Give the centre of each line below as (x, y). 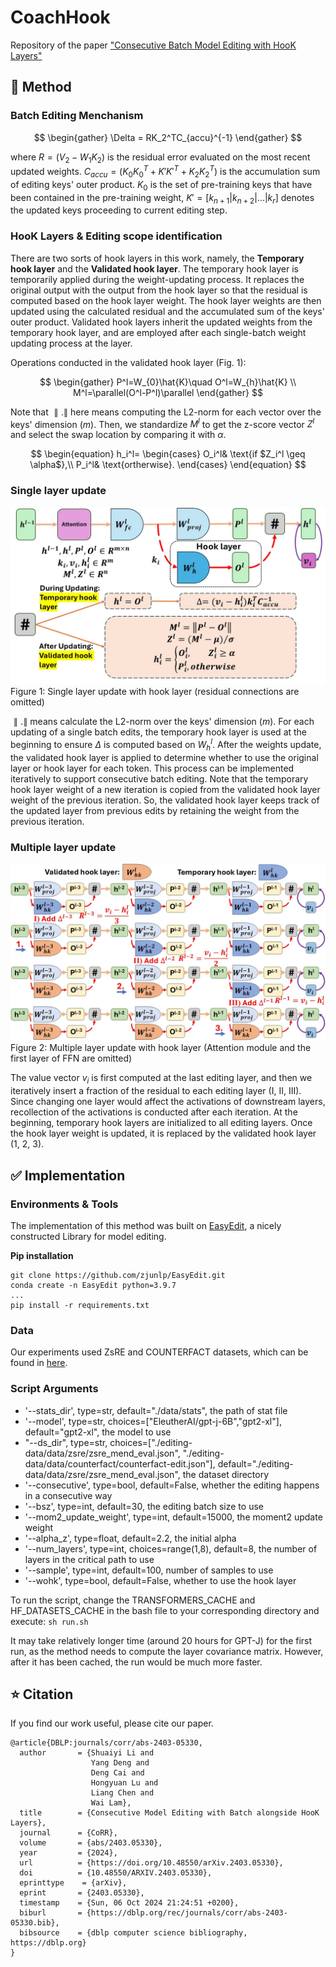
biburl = (51, 1913)
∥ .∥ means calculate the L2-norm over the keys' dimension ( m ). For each (164, 722)
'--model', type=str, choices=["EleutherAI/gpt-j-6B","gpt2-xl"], (153, 1421)
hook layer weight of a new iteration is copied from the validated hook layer (165, 789)
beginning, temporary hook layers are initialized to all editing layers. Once (161, 1123)
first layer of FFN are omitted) (71, 1058)
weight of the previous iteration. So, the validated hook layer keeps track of (165, 800)
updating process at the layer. (71, 343)
